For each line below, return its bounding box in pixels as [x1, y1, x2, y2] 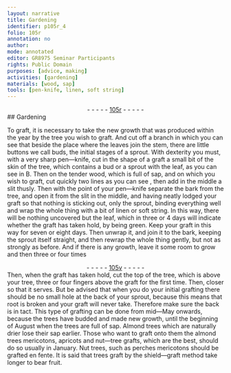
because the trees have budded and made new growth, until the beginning [7, 315, 219, 323]
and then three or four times [7, 250, 87, 258]
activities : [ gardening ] [7, 74, 78, 81]
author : [7, 42, 30, 49]
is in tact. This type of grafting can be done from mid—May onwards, [7, 307, 203, 316]
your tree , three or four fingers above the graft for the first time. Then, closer [7, 278, 224, 286]
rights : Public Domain [7, 61, 72, 68]
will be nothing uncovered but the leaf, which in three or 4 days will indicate [7, 214, 221, 222]
